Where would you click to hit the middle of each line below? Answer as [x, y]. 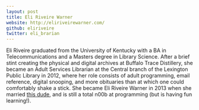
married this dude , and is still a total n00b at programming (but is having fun [99, 95]
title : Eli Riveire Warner [40, 17]
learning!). [19, 101]
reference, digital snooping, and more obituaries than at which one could [95, 82]
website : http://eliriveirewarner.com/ [56, 22]
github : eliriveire [30, 28]
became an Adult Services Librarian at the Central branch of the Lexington [97, 69]
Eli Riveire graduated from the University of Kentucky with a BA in [86, 50]
